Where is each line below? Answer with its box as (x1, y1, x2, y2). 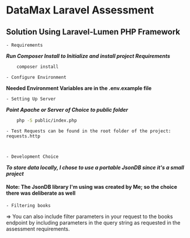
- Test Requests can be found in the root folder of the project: (6, 128, 171, 134)
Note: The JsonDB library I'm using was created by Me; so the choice (6, 184, 177, 191)
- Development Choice (6, 153, 59, 160)
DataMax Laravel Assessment (6, 4, 154, 17)
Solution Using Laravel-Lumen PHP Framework (6, 27, 181, 37)
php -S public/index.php (16, 118, 77, 123)
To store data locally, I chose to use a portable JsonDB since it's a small (6, 164, 184, 171)
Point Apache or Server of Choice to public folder (6, 106, 129, 113)
